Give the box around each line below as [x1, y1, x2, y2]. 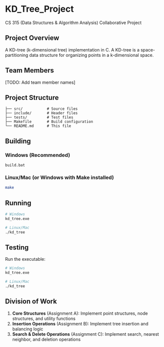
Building [5, 137, 31, 145]
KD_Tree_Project [5, 3, 74, 15]
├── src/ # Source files [5, 106, 78, 111]
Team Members [5, 66, 54, 74]
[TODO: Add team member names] [5, 79, 76, 85]
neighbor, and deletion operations [12, 336, 81, 342]
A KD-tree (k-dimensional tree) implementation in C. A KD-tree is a [5, 47, 140, 52]
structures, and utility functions [12, 315, 76, 322]
